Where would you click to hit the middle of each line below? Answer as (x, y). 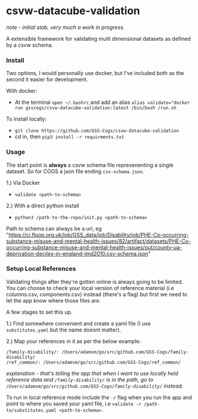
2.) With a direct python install (43, 206)
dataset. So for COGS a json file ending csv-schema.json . (75, 171)
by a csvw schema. (30, 45)
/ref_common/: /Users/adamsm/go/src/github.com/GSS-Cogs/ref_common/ (94, 362)
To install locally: (27, 119)
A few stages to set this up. (39, 312)
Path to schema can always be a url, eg (54, 228)
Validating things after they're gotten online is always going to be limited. (95, 281)
